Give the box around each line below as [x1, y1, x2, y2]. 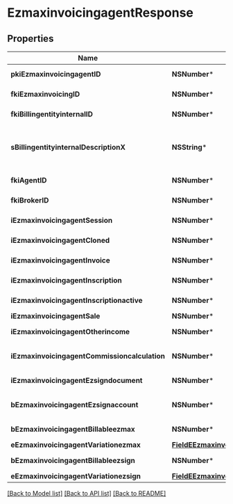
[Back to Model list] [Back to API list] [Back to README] [7, 489, 166, 497]
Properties [7, 33, 54, 45]
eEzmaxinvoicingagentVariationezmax [10, 440, 141, 450]
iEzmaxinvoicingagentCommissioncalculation [10, 352, 165, 361]
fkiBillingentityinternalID [10, 109, 94, 119]
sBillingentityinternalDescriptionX [10, 143, 126, 152]
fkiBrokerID [10, 196, 49, 205]
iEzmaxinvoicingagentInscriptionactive [10, 296, 144, 305]
